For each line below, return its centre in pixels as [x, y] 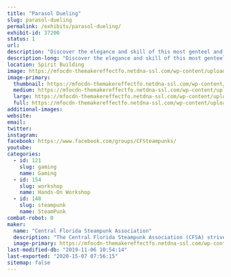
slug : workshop [41, 186]
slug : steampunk [43, 206]
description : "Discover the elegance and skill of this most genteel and [115, 52]
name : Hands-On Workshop [55, 192]
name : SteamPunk [43, 212]
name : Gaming [38, 173]
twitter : [20, 129]
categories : [24, 154]
